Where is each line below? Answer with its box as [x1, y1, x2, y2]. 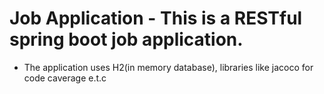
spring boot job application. [9, 28, 244, 51]
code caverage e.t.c [23, 72, 107, 84]
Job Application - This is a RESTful [9, 7, 303, 30]
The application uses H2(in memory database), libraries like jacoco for [23, 61, 314, 73]
